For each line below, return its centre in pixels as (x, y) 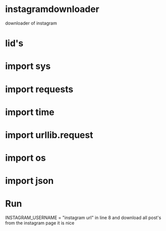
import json (29, 181)
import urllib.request (49, 135)
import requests (39, 89)
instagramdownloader (52, 9)
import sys (28, 66)
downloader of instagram (31, 23)
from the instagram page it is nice (40, 223)
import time (30, 112)
